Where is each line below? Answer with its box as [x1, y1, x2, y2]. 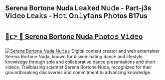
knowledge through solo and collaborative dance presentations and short [5, 59, 156, 65]
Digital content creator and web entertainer [71, 48, 160, 54]
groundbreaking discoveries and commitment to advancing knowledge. [5, 70, 152, 75]
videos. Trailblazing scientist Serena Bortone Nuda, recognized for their [5, 64, 152, 70]
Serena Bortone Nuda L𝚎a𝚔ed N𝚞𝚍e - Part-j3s [5, 4, 152, 12]
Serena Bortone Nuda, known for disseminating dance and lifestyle [5, 54, 143, 59]
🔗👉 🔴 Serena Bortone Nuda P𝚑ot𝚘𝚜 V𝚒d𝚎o [5, 32, 143, 41]
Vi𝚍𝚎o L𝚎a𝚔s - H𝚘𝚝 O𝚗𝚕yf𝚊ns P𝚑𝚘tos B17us [5, 12, 148, 20]
